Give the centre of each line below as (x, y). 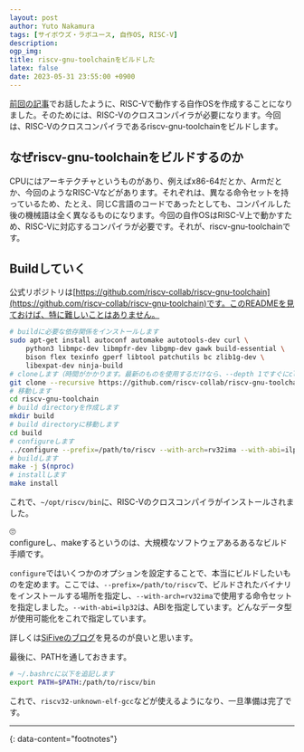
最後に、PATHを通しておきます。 (71, 657)
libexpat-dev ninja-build (75, 366)
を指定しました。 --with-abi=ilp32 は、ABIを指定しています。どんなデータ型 (151, 607)
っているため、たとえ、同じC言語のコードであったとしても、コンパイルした (150, 204)
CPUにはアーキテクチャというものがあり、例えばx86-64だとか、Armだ (142, 181)
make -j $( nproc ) (42, 467)
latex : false (34, 69)
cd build (26, 433)
